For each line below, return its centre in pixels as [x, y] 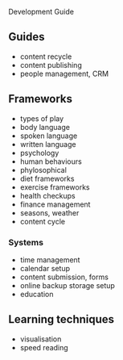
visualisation [41, 339]
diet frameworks [47, 178]
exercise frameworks [55, 187]
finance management [55, 204]
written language [48, 144]
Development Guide [41, 12]
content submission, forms [64, 277]
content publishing [51, 65]
